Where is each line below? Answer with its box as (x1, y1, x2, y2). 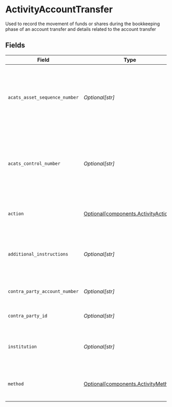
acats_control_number (8, 160, 60, 166)
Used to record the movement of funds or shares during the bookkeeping (5, 21, 160, 27)
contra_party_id (8, 312, 48, 319)
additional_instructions (8, 251, 69, 257)
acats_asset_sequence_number (8, 94, 79, 100)
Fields (5, 41, 26, 50)
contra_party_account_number (8, 288, 79, 294)
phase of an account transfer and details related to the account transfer (5, 26, 156, 32)
